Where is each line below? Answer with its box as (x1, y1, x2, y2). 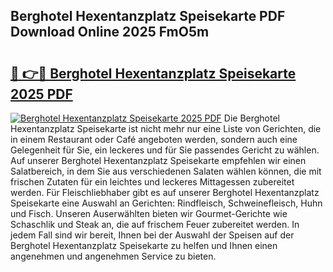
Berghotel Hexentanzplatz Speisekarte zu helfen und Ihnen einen (10, 240, 278, 251)
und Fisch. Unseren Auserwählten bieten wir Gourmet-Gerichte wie (10, 208, 288, 219)
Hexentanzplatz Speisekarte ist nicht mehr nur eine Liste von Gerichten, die (10, 123, 322, 134)
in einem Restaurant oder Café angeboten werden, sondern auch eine (10, 134, 298, 145)
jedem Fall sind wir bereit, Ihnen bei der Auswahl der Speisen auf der (10, 229, 295, 241)
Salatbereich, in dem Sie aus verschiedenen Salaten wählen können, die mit (10, 165, 322, 177)
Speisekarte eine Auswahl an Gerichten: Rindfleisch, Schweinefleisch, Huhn (10, 197, 323, 209)
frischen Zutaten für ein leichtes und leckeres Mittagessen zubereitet (10, 176, 295, 188)
